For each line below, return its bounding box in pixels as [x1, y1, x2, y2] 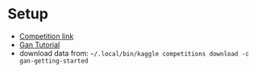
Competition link [19, 31, 74, 41]
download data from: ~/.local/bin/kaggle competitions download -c [19, 48, 250, 58]
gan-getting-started [19, 57, 89, 65]
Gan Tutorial [19, 39, 60, 49]
